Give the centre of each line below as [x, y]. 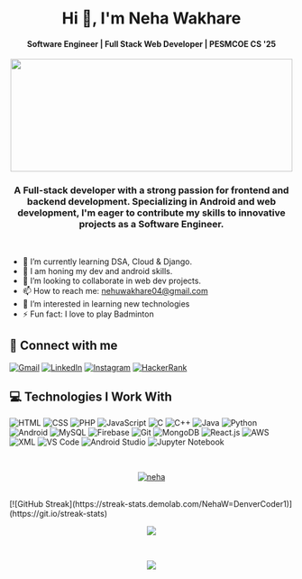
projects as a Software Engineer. [151, 225]
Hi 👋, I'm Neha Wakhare [151, 18]
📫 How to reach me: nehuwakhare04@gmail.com [115, 290]
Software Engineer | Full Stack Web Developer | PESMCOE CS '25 [151, 43]
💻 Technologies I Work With [91, 396]
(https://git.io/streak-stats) [59, 514]
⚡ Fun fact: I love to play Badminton [88, 314]
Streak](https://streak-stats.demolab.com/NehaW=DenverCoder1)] [169, 504]
